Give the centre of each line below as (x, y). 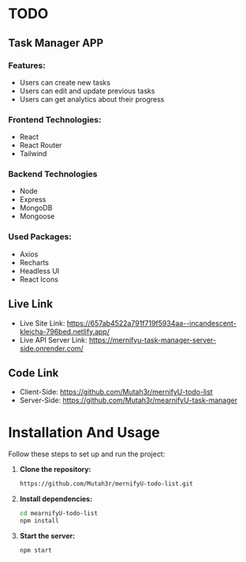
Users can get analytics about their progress (92, 99)
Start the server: (47, 536)
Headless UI (39, 271)
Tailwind (33, 154)
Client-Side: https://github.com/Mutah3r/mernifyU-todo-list (116, 392)
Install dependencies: (56, 499)
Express (33, 200)
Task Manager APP (56, 43)
